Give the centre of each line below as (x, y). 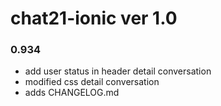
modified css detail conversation (92, 82)
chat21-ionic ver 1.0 (94, 18)
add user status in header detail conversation (118, 71)
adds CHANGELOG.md (72, 93)
